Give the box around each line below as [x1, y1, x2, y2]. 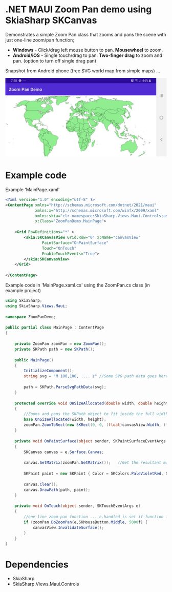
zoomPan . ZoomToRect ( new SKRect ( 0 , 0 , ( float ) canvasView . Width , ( [24, 422, 166, 427]
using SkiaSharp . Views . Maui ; [5, 303, 68, 309]
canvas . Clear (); [24, 482, 58, 487]
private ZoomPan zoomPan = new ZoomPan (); [14, 341, 106, 346]
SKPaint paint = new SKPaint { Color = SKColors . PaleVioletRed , [24, 471, 164, 476]
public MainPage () [14, 357, 54, 362]
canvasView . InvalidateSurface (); [32, 525, 104, 530]
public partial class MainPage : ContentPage [5, 325, 104, 330]
